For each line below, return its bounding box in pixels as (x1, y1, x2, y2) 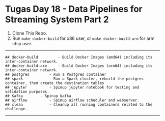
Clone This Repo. (12, 30, 48, 36)
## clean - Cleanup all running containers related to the (5, 102, 153, 107)
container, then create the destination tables (5, 80, 105, 86)
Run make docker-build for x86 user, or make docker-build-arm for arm (12, 35, 155, 41)
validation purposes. (5, 89, 50, 94)
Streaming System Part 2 (5, 14, 109, 25)
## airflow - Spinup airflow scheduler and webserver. (5, 97, 139, 103)
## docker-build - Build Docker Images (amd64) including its (5, 55, 153, 60)
